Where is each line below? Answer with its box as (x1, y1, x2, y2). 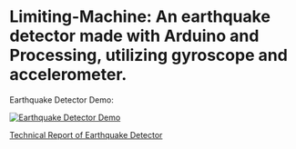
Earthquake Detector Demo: (9, 94, 114, 105)
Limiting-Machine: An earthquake (9, 6, 271, 27)
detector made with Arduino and (9, 25, 260, 46)
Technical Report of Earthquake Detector (9, 129, 163, 140)
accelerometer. (9, 65, 128, 85)
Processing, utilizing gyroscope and (9, 45, 289, 65)
